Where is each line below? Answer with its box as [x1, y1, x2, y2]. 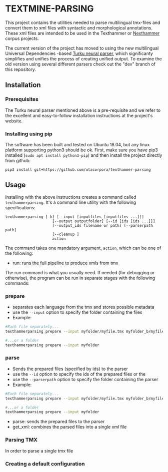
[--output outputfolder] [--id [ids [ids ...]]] [52, 218, 155, 224]
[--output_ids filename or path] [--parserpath [52, 223, 153, 228]
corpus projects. [5, 35, 39, 41]
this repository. [5, 66, 36, 72]
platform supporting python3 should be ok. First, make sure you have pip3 [5, 147, 158, 153]
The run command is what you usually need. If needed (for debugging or [5, 269, 155, 275]
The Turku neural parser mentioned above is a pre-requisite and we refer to [5, 107, 161, 113]
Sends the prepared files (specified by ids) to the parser [12, 366, 128, 372]
